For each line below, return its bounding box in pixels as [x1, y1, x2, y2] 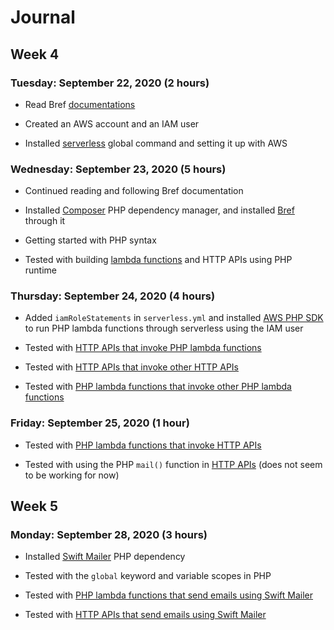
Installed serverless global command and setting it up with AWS [24, 137, 288, 149]
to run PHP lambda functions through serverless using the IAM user [24, 322, 304, 335]
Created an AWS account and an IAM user [24, 117, 200, 130]
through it [24, 215, 66, 227]
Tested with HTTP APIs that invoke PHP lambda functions [24, 342, 262, 354]
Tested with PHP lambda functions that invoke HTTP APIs [24, 439, 262, 451]
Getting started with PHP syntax [24, 234, 157, 246]
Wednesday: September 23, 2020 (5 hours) [10, 162, 227, 176]
